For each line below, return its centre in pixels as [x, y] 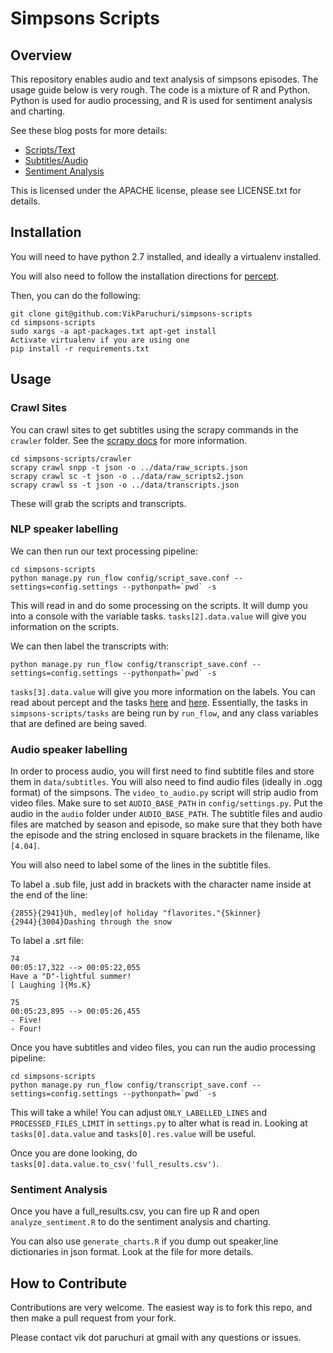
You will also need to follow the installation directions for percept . [145, 276]
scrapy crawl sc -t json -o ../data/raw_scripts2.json [127, 476]
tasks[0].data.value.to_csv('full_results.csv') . [115, 1164]
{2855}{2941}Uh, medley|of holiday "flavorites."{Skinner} [136, 913]
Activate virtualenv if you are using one [100, 340]
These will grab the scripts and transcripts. [98, 503]
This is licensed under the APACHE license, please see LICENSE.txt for [156, 190]
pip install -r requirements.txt [80, 348]
